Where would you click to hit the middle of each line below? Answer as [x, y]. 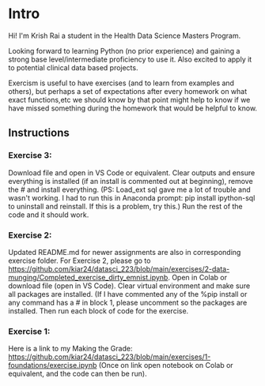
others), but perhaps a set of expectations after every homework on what [128, 91]
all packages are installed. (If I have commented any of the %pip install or [128, 294]
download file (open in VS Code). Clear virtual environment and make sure [129, 286]
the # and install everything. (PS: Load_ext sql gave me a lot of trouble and [129, 189]
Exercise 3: [30, 156]
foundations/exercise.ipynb [53, 365]
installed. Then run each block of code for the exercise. [98, 311]
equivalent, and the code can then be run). [78, 374]
